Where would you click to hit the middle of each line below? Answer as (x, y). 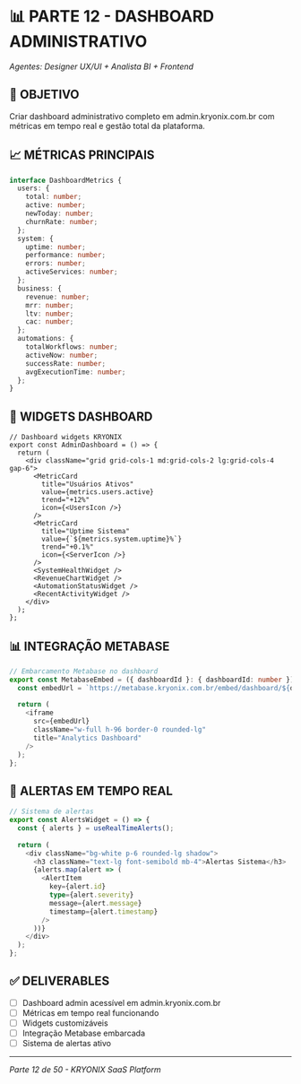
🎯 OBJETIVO (44, 95)
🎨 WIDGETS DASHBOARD (81, 416)
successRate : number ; (65, 363)
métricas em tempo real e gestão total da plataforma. (107, 126)
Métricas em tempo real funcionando (90, 1012)
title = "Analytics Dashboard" (87, 738)
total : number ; (54, 197)
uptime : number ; (56, 247)
